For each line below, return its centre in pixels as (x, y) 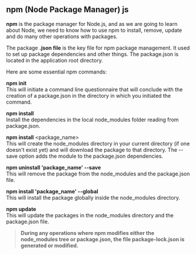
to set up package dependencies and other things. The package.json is (92, 54)
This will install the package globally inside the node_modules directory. (93, 197)
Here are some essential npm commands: (57, 72)
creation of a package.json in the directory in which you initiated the (89, 95)
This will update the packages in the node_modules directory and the (90, 215)
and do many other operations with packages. (62, 36)
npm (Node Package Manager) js (67, 10)
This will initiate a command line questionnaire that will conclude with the (94, 89)
